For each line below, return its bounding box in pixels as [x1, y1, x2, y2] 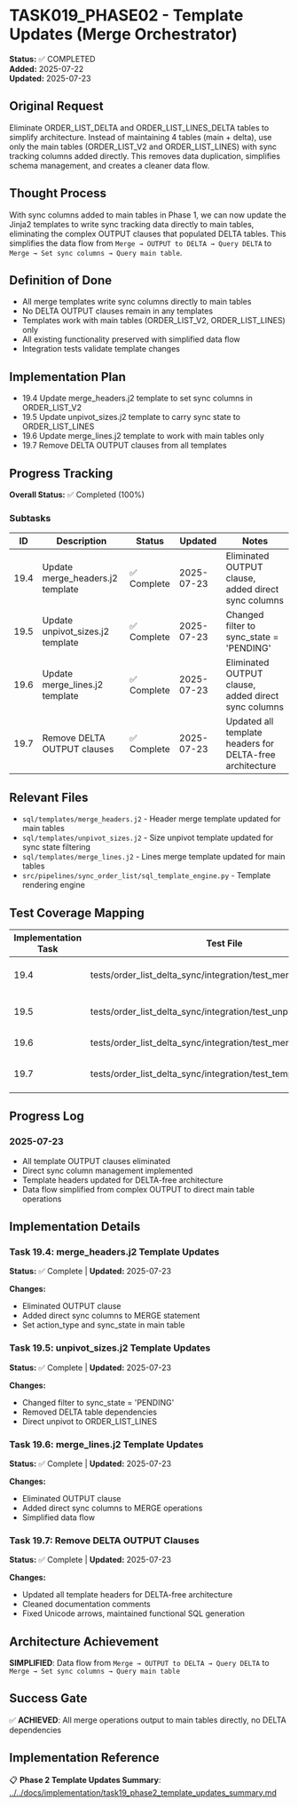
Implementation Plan [9, 369, 127, 384]
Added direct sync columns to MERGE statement [21, 1311, 200, 1321]
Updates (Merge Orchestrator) [9, 24, 238, 44]
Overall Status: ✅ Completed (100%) [9, 489, 145, 500]
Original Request [9, 99, 104, 114]
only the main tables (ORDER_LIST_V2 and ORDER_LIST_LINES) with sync [9, 141, 278, 152]
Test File [206, 937, 243, 949]
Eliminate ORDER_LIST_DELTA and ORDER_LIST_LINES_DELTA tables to [9, 122, 270, 133]
